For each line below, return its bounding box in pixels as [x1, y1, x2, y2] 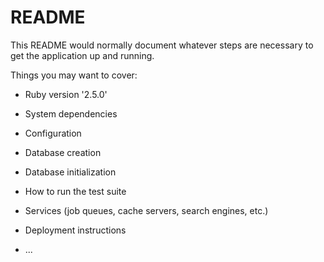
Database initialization [24, 166, 117, 178]
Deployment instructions [24, 224, 127, 236]
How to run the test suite [24, 185, 127, 197]
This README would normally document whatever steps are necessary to [10, 39, 314, 51]
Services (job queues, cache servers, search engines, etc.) [24, 204, 269, 216]
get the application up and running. [10, 49, 155, 61]
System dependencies [24, 107, 118, 120]
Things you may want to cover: [10, 69, 138, 81]
